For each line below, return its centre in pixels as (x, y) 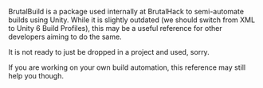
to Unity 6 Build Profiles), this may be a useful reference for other (115, 28)
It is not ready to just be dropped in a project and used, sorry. (109, 52)
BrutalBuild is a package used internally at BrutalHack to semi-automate (126, 11)
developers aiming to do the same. (65, 36)
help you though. (36, 76)
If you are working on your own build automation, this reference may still (127, 67)
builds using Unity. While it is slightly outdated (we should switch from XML (132, 20)
